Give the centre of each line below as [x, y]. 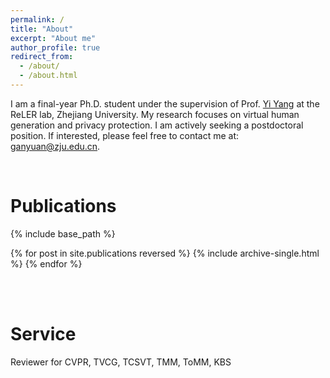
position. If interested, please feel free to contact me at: [125, 135]
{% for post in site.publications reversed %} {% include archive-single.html [165, 253]
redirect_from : [42, 57]
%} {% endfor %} [46, 263]
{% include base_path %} [63, 233]
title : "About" [42, 29]
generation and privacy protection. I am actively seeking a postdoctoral [157, 125]
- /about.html [48, 76]
